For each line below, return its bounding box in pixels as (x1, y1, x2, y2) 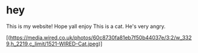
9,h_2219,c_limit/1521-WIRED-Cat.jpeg (6, 40, 99, 47)
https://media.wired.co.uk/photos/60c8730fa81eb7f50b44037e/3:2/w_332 (9, 34, 192, 41)
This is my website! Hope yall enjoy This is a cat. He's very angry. (6, 23, 166, 30)
